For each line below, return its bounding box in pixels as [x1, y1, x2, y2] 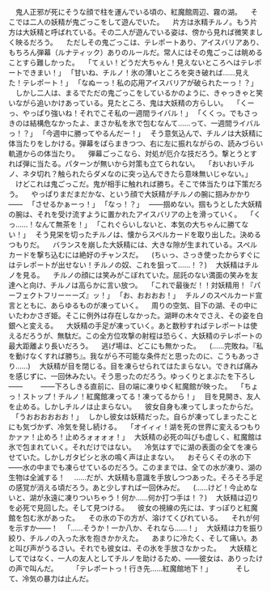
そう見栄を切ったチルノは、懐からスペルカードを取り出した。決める [35, 230, 261, 239]
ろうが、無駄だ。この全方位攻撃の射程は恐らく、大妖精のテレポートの [28, 331, 263, 340]
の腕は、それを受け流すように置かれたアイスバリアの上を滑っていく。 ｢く [8, 210, 261, 219]
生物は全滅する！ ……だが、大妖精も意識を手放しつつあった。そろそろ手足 [8, 473, 264, 482]
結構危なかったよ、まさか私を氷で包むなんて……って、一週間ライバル [29, 118, 260, 128]
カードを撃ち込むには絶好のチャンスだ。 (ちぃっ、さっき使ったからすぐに [8, 250, 260, 259]
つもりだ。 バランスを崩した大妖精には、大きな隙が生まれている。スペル [8, 240, 257, 249]
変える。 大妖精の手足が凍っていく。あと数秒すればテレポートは [29, 321, 251, 330]
